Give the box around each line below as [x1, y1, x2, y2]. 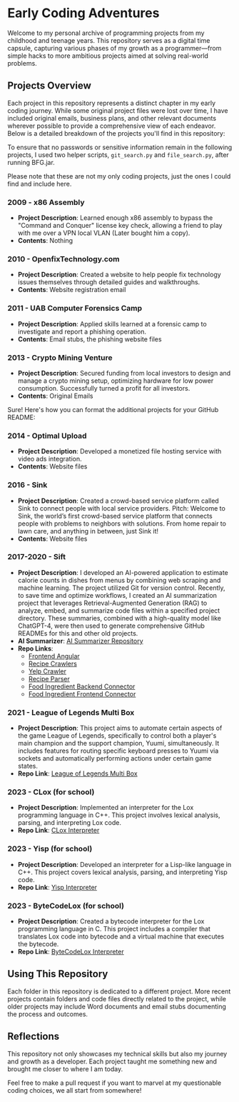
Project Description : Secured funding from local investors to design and [17, 369, 231, 377]
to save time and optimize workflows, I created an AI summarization [17, 591, 218, 599]
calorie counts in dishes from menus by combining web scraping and [17, 576, 221, 584]
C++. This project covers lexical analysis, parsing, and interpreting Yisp [17, 868, 228, 876]
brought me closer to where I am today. [7, 1064, 123, 1073]
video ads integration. [17, 455, 82, 464]
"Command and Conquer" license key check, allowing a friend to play [17, 221, 223, 230]
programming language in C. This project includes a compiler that [17, 925, 210, 933]
